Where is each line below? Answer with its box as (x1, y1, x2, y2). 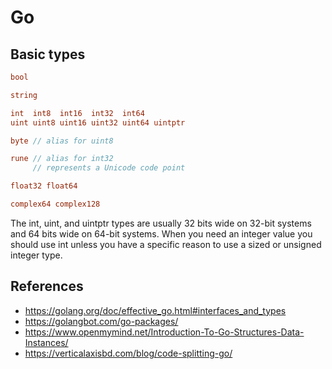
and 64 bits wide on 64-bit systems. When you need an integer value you (10, 227, 313, 240)
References (10, 278, 84, 295)
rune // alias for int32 (10, 154, 114, 164)
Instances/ (24, 336, 69, 348)
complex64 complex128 (10, 199, 101, 209)
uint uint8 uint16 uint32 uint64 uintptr (10, 117, 186, 128)
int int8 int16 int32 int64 (10, 108, 145, 118)
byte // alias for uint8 (10, 136, 114, 146)
